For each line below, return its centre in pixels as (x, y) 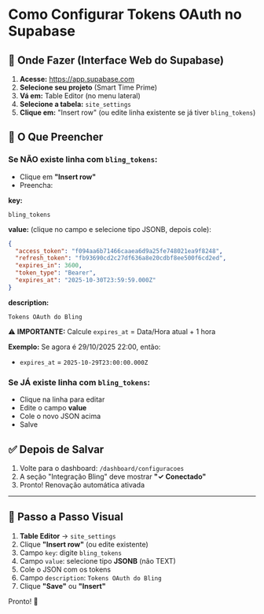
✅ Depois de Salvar (56, 449)
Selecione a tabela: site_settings (75, 104)
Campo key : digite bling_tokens (70, 553)
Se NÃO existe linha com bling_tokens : (83, 160)
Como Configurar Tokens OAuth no (125, 15)
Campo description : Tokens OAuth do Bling (91, 577)
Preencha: (36, 185)
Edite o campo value (53, 408)
